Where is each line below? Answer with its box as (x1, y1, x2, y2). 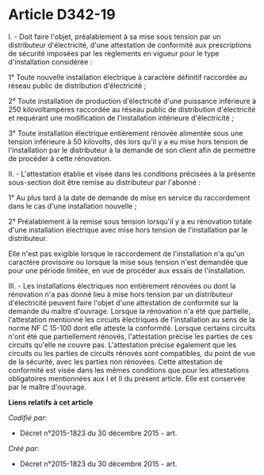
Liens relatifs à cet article (8, 397, 94, 407)
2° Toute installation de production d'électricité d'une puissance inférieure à (8, 96, 256, 105)
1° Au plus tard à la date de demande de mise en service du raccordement (8, 193, 251, 202)
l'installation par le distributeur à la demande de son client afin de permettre (8, 145, 256, 155)
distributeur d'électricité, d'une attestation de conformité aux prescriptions (8, 40, 252, 49)
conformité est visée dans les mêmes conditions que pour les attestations (8, 365, 250, 374)
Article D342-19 (8, 6, 117, 24)
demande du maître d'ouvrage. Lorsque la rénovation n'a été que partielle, (8, 306, 251, 316)
